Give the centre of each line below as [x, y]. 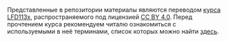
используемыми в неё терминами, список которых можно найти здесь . [113, 31]
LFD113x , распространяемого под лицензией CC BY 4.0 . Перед [100, 17]
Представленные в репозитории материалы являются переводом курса [114, 10]
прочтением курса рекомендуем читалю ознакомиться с [92, 24]
